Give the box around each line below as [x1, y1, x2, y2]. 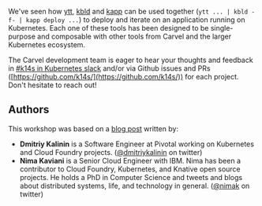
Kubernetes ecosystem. [8, 40, 85, 50]
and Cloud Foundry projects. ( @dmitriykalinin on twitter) [19, 147, 203, 156]
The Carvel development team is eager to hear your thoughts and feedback [8, 55, 254, 64]
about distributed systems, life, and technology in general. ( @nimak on [19, 181, 250, 190]
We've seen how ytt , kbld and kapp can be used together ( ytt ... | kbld [8, 7, 249, 16]
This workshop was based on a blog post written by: [8, 123, 179, 133]
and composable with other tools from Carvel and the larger [36, 31, 231, 41]
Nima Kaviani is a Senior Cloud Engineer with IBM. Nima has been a [19, 156, 241, 165]
